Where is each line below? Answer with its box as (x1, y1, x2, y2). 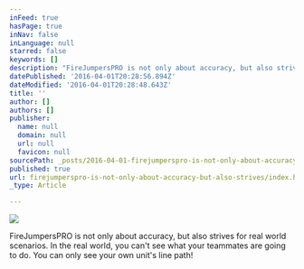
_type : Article (9, 181, 67, 190)
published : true (9, 164, 71, 173)
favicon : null (17, 147, 71, 156)
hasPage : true (9, 22, 63, 31)
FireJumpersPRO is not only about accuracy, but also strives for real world (9, 231, 287, 242)
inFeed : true (9, 13, 59, 23)
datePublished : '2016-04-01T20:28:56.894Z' (9, 72, 176, 81)
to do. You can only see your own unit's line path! (9, 250, 194, 261)
